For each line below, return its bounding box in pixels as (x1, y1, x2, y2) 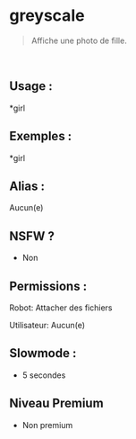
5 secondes (21, 370, 66, 381)
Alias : (9, 178, 45, 193)
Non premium (21, 419, 73, 430)
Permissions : (9, 278, 88, 293)
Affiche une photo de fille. (30, 35, 127, 46)
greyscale (9, 5, 85, 26)
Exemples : (9, 129, 72, 144)
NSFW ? (9, 228, 55, 244)
